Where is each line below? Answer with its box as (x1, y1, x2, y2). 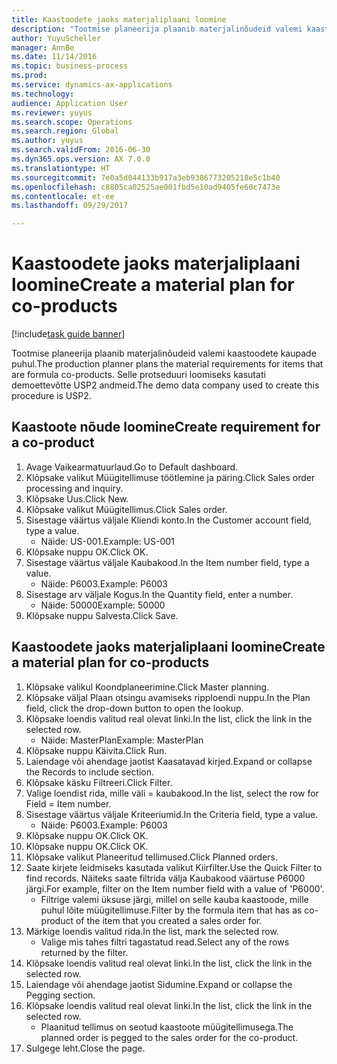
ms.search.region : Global (11, 126, 119, 136)
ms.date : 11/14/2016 (11, 52, 98, 62)
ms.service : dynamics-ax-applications (11, 80, 173, 90)
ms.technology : (11, 89, 75, 99)
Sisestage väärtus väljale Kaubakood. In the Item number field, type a (25, 556, 310, 568)
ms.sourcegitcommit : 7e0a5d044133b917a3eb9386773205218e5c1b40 (11, 172, 281, 183)
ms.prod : (11, 71, 48, 81)
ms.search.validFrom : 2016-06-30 (11, 145, 151, 155)
